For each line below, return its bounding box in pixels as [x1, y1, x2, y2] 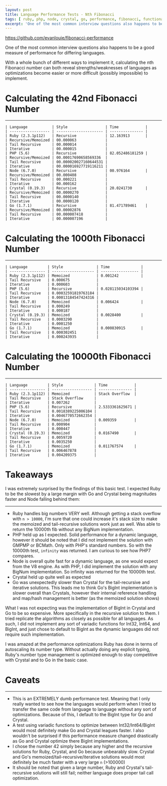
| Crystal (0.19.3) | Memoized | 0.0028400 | [5, 313, 143, 318]
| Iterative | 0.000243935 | [5, 335, 99, 340]
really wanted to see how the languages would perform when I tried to [12, 701, 157, 707]
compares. [12, 553, 35, 559]
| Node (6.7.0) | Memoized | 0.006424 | [5, 300, 143, 305]
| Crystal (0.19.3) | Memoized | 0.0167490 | [5, 431, 137, 436]
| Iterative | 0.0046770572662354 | [5, 413, 97, 418]
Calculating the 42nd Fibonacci [5, 93, 138, 104]
